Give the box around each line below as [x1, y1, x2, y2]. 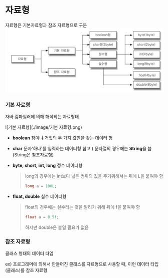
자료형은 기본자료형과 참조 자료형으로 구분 [5, 22, 87, 28]
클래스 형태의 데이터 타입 [5, 250, 54, 256]
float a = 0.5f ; [25, 215, 59, 220]
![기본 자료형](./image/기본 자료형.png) [5, 124, 82, 130]
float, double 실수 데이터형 [12, 193, 67, 199]
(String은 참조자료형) [12, 152, 54, 158]
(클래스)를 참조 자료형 [5, 267, 48, 273]
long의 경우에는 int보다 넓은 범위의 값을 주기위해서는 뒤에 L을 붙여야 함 [25, 173, 163, 179]
